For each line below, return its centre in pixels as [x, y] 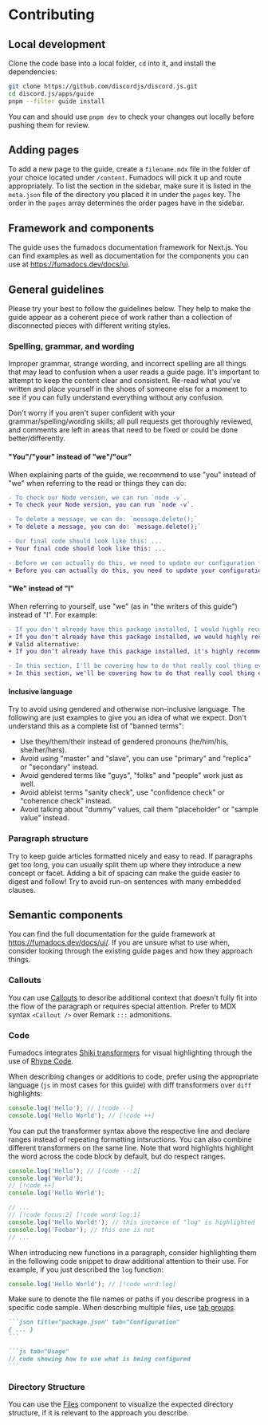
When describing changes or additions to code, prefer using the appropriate [134, 1076]
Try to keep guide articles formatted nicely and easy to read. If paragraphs [131, 856]
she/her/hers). [43, 750]
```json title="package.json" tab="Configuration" [94, 1322]
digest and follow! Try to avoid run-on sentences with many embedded [125, 881]
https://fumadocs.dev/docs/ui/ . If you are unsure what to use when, [119, 942]
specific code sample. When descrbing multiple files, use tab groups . [122, 1308]
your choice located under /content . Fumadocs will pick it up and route [125, 178]
